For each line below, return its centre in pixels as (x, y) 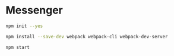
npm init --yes (24, 26)
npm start (18, 47)
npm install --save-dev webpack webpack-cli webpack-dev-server (87, 37)
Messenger (34, 10)
